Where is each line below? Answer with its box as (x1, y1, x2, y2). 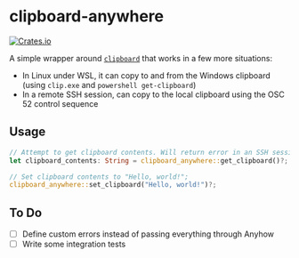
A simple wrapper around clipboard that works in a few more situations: (9, 52, 273, 63)
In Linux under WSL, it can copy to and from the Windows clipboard (21, 69, 271, 81)
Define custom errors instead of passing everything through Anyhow (21, 229, 274, 239)
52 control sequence (21, 98, 99, 109)
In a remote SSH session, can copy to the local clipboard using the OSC (21, 89, 285, 100)
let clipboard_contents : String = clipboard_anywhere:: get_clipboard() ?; (9, 156, 289, 165)
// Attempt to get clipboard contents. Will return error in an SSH (9, 148, 269, 157)
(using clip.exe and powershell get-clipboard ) (21, 79, 197, 90)
